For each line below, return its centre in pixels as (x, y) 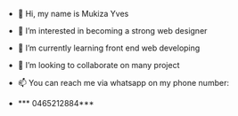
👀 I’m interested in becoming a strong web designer (112, 31)
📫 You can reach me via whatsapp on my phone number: (123, 83)
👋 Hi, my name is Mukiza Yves (73, 14)
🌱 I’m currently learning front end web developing (109, 48)
